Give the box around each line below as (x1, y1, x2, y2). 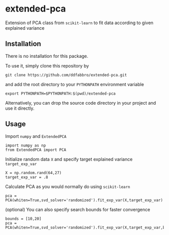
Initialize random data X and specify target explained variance (5, 156, 133, 162)
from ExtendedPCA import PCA (5, 147, 66, 152)
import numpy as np (5, 143, 46, 148)
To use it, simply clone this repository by (5, 62, 89, 68)
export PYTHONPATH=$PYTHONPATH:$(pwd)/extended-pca (5, 91, 116, 96)
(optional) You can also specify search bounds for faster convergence (5, 206, 150, 212)
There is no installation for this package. (5, 53, 89, 59)
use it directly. (5, 105, 35, 111)
